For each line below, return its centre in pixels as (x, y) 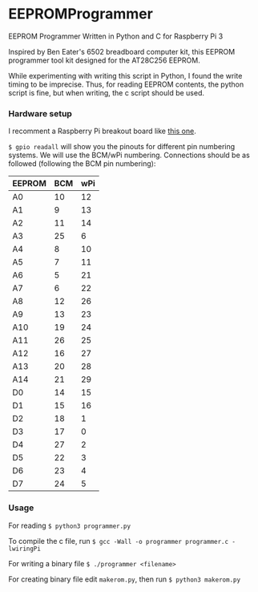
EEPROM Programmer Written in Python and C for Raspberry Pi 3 (116, 36)
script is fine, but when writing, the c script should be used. (107, 92)
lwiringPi (25, 549)
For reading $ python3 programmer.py (69, 525)
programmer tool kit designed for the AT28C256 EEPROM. (104, 60)
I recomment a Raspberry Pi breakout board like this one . (102, 131)
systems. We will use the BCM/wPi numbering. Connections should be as (129, 155)
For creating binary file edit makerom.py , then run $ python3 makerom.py (125, 579)
